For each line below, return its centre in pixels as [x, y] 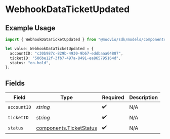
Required [113, 98]
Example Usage [30, 28]
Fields [15, 83]
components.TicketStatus [67, 128]
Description [143, 98]
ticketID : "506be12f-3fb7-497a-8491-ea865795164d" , [66, 58]
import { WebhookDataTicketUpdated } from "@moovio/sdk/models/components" [87, 39]
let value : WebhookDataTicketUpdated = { [50, 49]
